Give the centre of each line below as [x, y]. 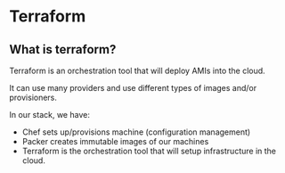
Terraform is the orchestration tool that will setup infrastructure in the [149, 151]
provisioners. [33, 97]
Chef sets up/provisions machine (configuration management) [136, 132]
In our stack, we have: [50, 115]
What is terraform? [63, 49]
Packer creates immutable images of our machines [115, 141]
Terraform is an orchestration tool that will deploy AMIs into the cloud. [137, 70]
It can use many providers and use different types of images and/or [133, 88]
